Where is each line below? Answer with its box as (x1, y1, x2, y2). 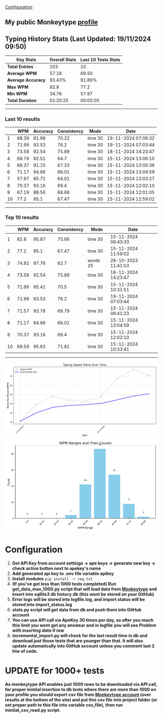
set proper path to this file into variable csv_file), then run (5, 702, 123, 708)
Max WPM (7, 84, 29, 90)
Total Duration (7, 97, 37, 104)
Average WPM (7, 71, 37, 76)
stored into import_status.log (12, 601, 72, 608)
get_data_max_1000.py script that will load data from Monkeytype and (12, 586, 157, 592)
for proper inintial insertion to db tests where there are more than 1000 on (5, 686, 157, 692)
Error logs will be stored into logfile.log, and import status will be (12, 596, 145, 602)
